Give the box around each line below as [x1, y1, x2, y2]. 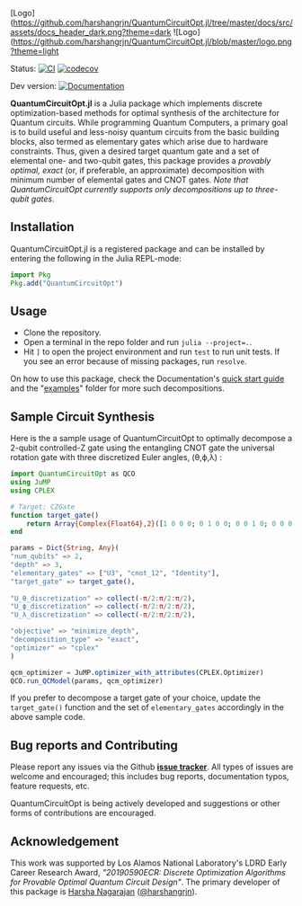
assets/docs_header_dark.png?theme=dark [10, 27, 172, 37]
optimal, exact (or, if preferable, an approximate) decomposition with [10, 165, 264, 175]
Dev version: [10, 81, 58, 91]
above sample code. [10, 712, 85, 723]
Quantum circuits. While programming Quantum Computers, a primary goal [10, 117, 289, 128]
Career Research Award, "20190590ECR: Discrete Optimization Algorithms [10, 867, 287, 878]
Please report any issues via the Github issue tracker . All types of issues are [10, 761, 294, 772]
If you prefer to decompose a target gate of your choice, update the [10, 692, 262, 704]
